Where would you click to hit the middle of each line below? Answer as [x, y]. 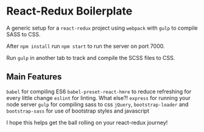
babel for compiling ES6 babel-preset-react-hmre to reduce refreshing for [99, 91]
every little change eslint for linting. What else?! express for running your [98, 97]
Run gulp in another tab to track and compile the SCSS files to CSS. [91, 58]
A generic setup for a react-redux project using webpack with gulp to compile [102, 28]
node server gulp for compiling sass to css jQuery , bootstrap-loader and [97, 104]
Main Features [34, 77]
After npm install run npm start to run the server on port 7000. [86, 46]
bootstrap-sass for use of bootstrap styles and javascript [78, 111]
